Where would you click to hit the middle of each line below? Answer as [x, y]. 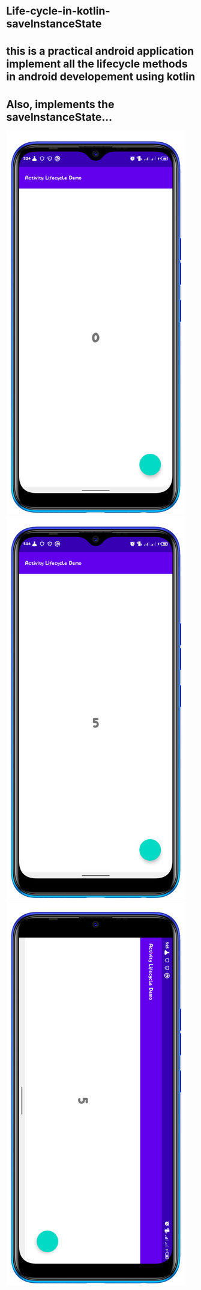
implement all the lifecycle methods [97, 64]
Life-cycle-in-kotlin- [58, 11]
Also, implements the [60, 104]
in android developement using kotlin [101, 77]
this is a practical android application [100, 51]
